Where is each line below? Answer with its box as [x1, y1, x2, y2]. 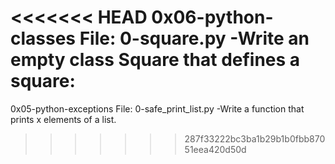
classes [10, 27, 77, 50]
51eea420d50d [184, 143, 247, 155]
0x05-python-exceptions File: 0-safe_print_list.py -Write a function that [10, 102, 305, 115]
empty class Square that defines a [10, 49, 301, 71]
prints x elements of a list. [10, 113, 117, 125]
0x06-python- [151, 6, 274, 29]
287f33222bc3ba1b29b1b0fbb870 [184, 132, 326, 145]
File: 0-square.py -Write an [79, 27, 310, 50]
